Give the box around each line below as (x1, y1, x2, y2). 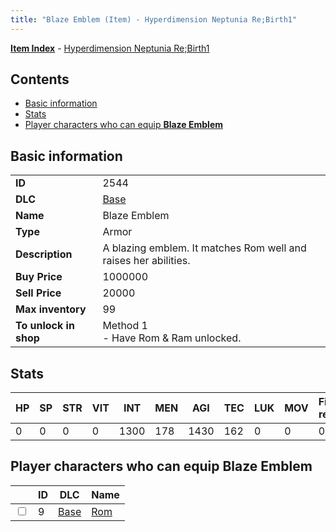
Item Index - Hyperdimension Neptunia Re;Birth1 (10, 42, 210, 54)
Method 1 (102, 319, 148, 333)
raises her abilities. (102, 254, 191, 268)
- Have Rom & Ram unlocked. (102, 331, 242, 345)
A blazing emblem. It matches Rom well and (102, 241, 307, 255)
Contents (10, 71, 70, 88)
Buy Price (15, 270, 63, 284)
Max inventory (15, 302, 87, 316)
